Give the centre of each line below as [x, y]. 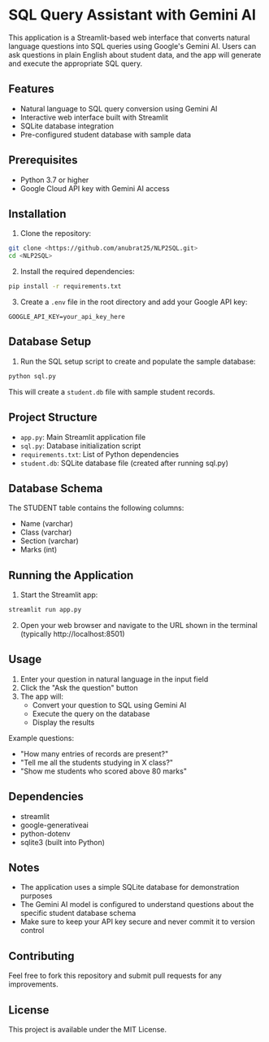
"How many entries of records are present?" [94, 753]
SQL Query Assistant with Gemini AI [132, 15]
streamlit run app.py [45, 610]
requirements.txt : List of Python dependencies [100, 454]
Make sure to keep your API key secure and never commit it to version [138, 922]
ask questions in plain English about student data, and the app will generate [135, 54]
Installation [37, 214]
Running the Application [71, 575]
